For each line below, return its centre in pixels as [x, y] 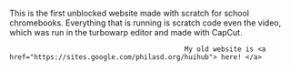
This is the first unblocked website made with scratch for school [130, 13]
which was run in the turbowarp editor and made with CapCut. [126, 32]
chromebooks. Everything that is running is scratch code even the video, [145, 23]
